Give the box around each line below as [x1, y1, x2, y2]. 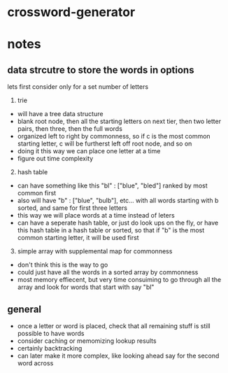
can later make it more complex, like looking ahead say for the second [17, 351, 220, 360]
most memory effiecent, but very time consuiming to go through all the [17, 276, 222, 284]
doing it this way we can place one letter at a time [17, 147, 161, 155]
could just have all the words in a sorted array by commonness [17, 268, 199, 276]
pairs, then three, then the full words [17, 125, 122, 133]
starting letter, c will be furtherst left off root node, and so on [17, 139, 192, 148]
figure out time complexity [17, 155, 94, 163]
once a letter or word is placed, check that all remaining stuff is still [17, 322, 211, 330]
